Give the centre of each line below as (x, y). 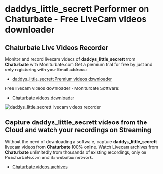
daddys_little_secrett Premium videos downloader (62, 79)
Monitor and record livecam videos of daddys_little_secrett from (70, 59)
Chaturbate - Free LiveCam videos (76, 19)
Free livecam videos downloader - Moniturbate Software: (62, 88)
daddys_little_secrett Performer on (77, 9)
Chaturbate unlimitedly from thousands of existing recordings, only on (76, 152)
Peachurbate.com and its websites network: (49, 157)
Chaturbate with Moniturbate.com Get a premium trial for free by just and (79, 64)
